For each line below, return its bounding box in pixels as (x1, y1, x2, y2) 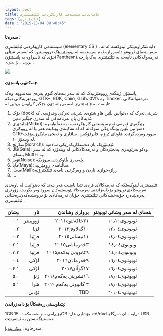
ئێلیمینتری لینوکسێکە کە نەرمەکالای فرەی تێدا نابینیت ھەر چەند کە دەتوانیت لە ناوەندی (5, 182, 157, 188)
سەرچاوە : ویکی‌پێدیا (5, 325, 41, 331)
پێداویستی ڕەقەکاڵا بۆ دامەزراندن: (5, 301, 66, 307)
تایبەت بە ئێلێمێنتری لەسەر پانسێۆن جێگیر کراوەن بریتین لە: (5, 101, 111, 106)
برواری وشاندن (57, 209, 89, 216)
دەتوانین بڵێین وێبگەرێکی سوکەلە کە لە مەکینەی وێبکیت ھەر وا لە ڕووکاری (12, 126, 145, 132)
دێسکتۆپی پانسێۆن (5, 79, 38, 85)
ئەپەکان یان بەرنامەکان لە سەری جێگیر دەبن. (12, 115, 92, 121)
